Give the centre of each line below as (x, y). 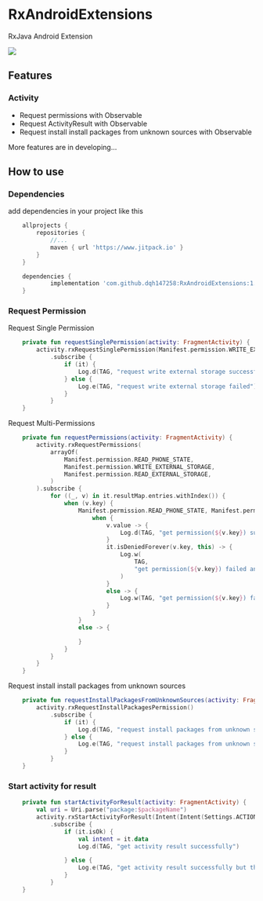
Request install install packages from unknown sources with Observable (135, 132)
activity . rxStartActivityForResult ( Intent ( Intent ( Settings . (136, 817)
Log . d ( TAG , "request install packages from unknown (164, 729)
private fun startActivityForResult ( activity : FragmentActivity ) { (134, 803)
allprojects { (45, 225)
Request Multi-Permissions (52, 423)
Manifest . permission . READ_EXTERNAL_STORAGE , (138, 474)
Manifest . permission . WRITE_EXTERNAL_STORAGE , (139, 467)
